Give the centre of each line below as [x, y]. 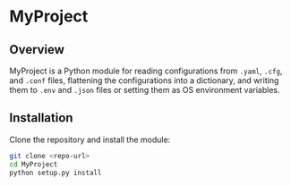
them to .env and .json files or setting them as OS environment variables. [145, 90]
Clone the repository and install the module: [90, 139]
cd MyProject [34, 164]
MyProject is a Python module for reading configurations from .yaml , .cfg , [146, 71]
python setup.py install [56, 173]
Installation [41, 118]
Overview [37, 50]
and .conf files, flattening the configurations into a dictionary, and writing [144, 80]
